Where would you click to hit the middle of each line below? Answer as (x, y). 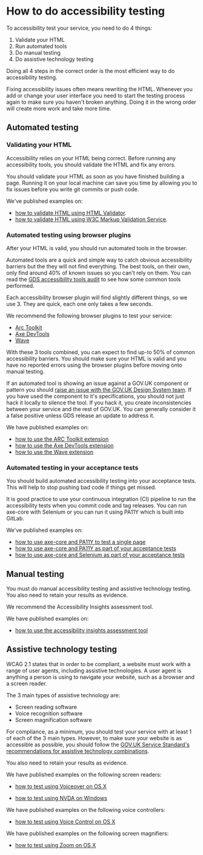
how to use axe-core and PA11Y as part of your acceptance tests (96, 548)
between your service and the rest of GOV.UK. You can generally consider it (101, 409)
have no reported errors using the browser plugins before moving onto (95, 365)
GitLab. (15, 519)
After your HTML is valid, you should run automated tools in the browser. (97, 248)
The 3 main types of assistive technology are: (63, 695)
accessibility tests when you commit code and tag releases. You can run (96, 506)
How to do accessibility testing (86, 11)
